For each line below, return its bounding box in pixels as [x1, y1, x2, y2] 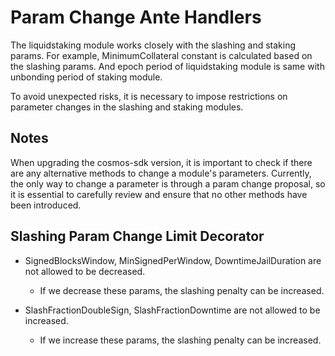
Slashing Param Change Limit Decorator [10, 228, 265, 245]
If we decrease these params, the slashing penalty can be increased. [39, 284, 325, 296]
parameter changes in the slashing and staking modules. [10, 101, 244, 113]
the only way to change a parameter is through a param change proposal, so [10, 177, 326, 190]
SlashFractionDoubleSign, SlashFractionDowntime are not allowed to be [24, 304, 321, 316]
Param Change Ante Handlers [10, 6, 262, 29]
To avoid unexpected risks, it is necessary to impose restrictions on [10, 90, 288, 102]
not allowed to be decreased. [24, 265, 146, 277]
